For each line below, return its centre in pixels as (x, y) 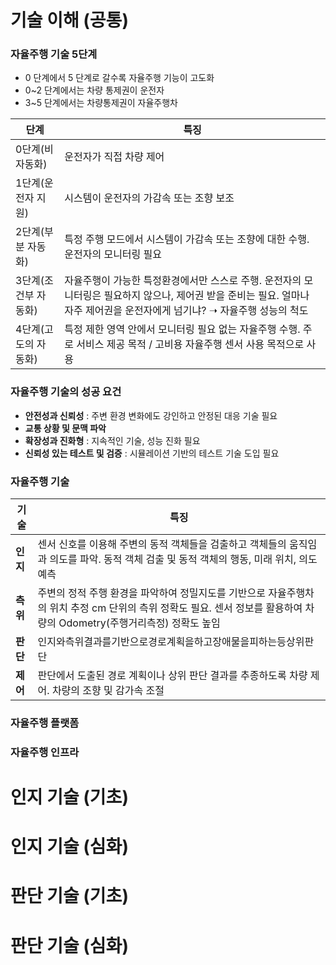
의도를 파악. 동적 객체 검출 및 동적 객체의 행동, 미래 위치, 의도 (183, 559)
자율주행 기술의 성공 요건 (66, 392)
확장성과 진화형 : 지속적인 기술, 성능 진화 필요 (112, 440)
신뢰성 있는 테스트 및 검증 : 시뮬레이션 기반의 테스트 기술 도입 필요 (152, 453)
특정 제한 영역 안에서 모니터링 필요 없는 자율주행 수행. (182, 329)
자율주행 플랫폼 (45, 723)
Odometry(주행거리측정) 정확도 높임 (139, 623)
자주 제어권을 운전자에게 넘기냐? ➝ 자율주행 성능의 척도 (186, 311)
